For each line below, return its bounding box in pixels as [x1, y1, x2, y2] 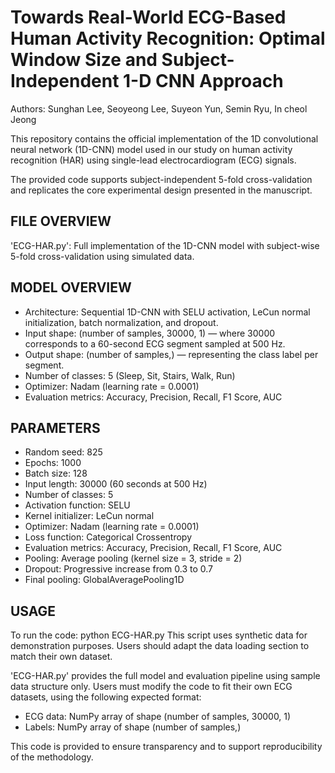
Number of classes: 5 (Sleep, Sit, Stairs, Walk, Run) [24, 369, 236, 381]
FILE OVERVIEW [10, 213, 112, 230]
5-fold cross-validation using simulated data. [10, 250, 195, 262]
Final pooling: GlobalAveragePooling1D [24, 574, 185, 586]
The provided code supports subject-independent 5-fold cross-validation [10, 173, 313, 185]
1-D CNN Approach [123, 70, 284, 93]
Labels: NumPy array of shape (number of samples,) [24, 721, 242, 733]
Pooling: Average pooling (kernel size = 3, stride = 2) [24, 552, 243, 565]
